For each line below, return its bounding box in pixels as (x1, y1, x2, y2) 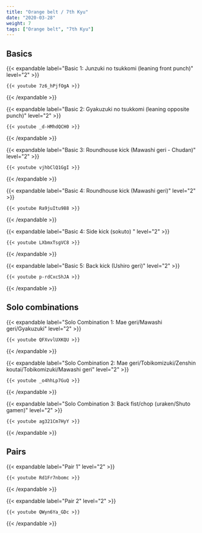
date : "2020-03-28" (6, 15, 56, 21)
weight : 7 (6, 20, 32, 26)
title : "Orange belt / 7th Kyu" (6, 9, 88, 15)
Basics (6, 48, 32, 59)
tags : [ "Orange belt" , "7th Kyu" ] (6, 26, 94, 32)
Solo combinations (6, 302, 79, 313)
